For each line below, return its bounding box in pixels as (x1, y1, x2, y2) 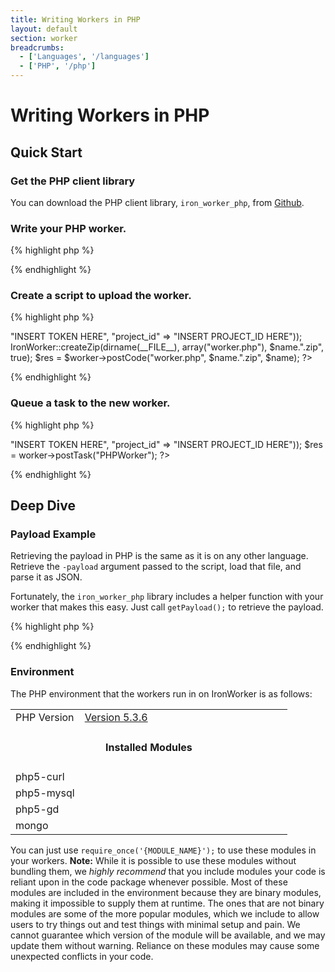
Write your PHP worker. (10, 221, 127, 235)
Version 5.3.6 (84, 710, 148, 724)
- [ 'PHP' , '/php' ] (19, 61, 97, 71)
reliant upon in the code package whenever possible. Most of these (10, 876, 288, 888)
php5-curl (15, 770, 65, 784)
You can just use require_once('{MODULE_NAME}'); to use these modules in (10, 844, 317, 856)
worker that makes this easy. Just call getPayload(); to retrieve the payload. (10, 601, 324, 613)
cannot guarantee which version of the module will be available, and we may (10, 929, 326, 941)
